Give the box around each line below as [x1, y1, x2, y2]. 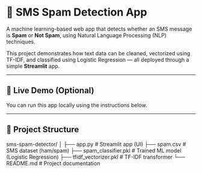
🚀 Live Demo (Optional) [6, 85, 94, 96]
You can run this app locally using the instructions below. [6, 102, 147, 109]
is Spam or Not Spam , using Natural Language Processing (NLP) [6, 31, 167, 38]
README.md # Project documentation [6, 159, 100, 167]
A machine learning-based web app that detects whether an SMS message [6, 25, 192, 32]
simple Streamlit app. [6, 62, 60, 70]
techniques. [6, 38, 35, 45]
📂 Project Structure [6, 124, 79, 135]
